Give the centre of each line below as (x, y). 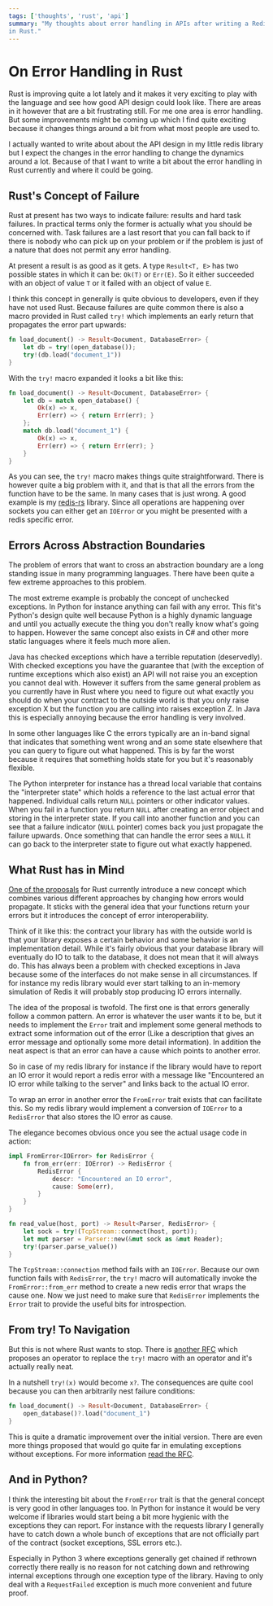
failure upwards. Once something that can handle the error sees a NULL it (130, 836)
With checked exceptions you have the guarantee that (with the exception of (136, 666)
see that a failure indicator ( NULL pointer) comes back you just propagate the (136, 827)
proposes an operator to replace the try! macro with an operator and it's (130, 1358)
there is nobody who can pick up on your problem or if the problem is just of (136, 242)
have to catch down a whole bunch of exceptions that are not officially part (134, 1534)
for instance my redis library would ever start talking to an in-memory (125, 983)
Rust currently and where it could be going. (81, 170)
